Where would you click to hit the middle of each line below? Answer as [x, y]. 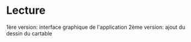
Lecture [26, 10]
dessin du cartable [29, 33]
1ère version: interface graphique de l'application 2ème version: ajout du [96, 27]
